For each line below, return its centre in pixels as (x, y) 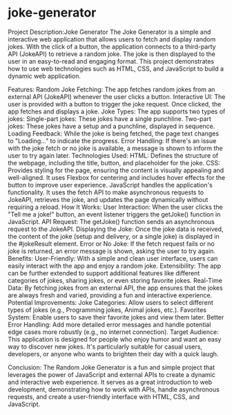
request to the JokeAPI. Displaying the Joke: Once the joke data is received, (116, 229)
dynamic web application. (45, 76)
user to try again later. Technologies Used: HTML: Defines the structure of (113, 155)
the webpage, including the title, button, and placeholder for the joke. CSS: (114, 163)
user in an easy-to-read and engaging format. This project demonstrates (111, 61)
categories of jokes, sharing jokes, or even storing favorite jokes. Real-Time (115, 280)
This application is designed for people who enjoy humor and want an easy (115, 339)
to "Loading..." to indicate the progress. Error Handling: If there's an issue (112, 140)
